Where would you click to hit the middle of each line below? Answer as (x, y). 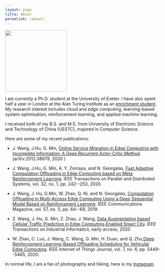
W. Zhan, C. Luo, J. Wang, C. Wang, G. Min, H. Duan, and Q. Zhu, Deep (83, 239)
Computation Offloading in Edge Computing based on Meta (72, 173)
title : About (18, 14)
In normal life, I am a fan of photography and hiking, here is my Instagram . (80, 264)
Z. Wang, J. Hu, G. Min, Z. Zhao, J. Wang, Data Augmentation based (81, 219)
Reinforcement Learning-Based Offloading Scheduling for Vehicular (81, 244)
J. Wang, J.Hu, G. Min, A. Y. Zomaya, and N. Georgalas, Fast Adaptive (83, 169)
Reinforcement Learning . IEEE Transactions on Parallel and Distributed (83, 179)
